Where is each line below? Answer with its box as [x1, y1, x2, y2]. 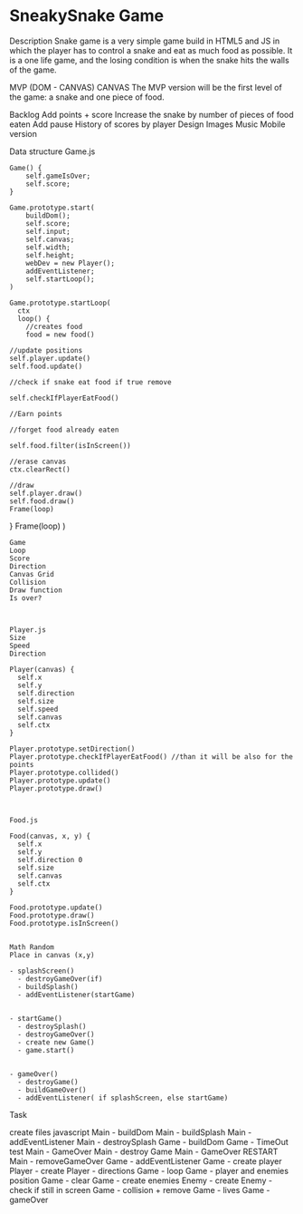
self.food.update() [9, 362, 83, 371]
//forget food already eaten [9, 425, 119, 434]
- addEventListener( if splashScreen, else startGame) [17, 1093, 229, 1102]
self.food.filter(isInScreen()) [9, 441, 131, 450]
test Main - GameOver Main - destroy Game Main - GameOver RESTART [9, 1146, 279, 1157]
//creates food [25, 322, 83, 331]
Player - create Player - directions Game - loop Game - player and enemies [9, 1165, 289, 1176]
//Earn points [9, 409, 63, 418]
